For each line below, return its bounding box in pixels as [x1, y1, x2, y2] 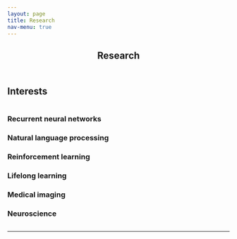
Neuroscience [7, 209, 57, 219]
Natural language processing [7, 133, 109, 143]
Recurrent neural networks [7, 114, 102, 124]
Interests [7, 85, 48, 97]
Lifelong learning [7, 171, 67, 180]
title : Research [7, 17, 55, 24]
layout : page [7, 10, 46, 18]
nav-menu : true [7, 23, 52, 30]
